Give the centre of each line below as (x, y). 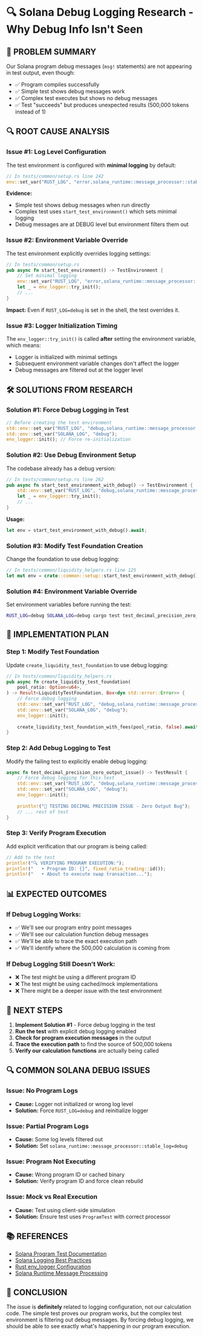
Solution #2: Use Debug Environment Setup (71, 455)
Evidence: (19, 193)
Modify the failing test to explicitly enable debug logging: (77, 761)
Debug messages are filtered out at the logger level (79, 370)
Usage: (16, 519)
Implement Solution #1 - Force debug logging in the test (85, 1025)
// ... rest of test (43, 812)
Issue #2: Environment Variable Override (67, 240)
